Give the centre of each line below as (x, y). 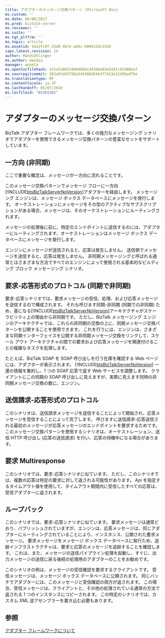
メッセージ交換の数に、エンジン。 (48, 383)
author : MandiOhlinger (28, 56)
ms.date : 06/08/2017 (26, 19)
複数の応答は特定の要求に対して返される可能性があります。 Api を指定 (85, 480)
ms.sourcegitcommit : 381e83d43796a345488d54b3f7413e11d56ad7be (71, 74)
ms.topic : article (24, 42)
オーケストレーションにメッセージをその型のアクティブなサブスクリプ (85, 204)
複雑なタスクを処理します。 (42, 348)
